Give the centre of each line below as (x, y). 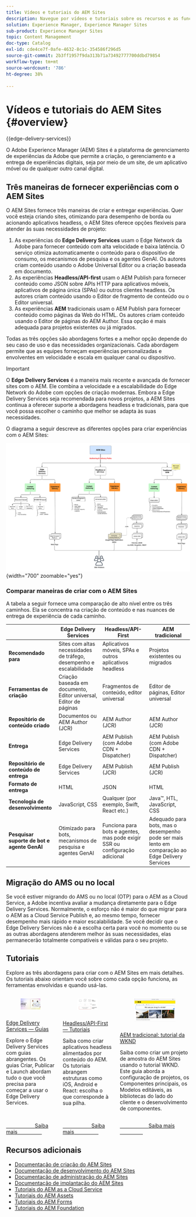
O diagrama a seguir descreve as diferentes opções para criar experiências (97, 428)
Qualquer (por (119, 798)
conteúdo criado (29, 725)
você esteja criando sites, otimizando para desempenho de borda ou (89, 216)
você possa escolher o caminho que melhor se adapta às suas (81, 411)
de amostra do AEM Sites (150, 1058)
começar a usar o (27, 1090)
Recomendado (27, 653)
